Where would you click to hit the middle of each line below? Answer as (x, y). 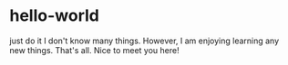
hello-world (55, 16)
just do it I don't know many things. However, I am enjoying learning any (144, 41)
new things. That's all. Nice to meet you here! (94, 50)
